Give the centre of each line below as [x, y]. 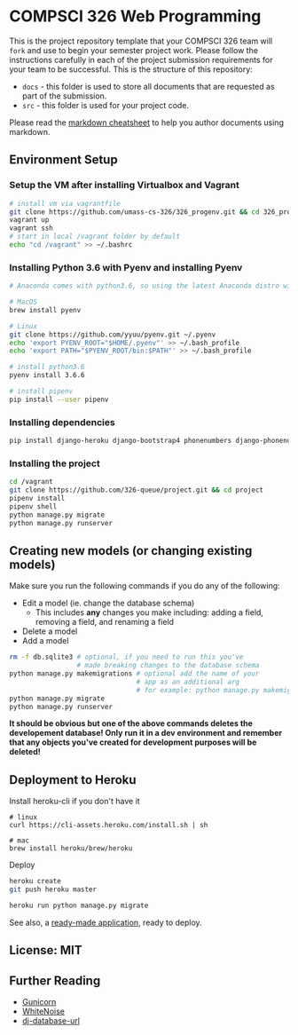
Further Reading [55, 980]
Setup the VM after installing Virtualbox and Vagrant [124, 186]
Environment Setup [63, 160]
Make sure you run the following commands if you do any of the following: [145, 586]
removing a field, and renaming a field [105, 622]
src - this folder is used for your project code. [105, 105]
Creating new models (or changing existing [131, 551]
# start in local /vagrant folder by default [94, 237]
